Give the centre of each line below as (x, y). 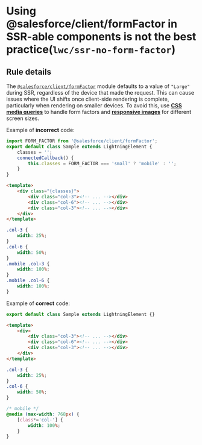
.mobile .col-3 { (28, 264)
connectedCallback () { (46, 158)
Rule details (29, 71)
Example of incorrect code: (41, 130)
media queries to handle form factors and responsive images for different (99, 112)
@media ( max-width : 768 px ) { (43, 414)
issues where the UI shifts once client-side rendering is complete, (88, 99)
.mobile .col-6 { (28, 281)
